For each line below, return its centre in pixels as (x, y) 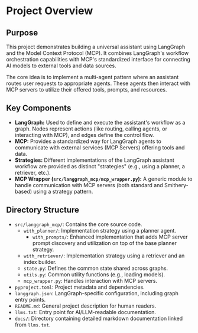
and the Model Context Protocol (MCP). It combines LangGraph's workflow (98, 53)
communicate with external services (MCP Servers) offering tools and (100, 147)
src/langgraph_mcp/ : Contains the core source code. (78, 224)
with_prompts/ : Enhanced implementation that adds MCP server (110, 237)
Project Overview (50, 11)
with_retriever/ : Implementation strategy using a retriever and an (104, 256)
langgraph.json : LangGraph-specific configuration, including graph (97, 293)
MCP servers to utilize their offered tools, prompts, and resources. (87, 89)
